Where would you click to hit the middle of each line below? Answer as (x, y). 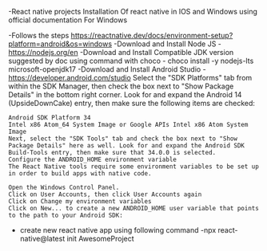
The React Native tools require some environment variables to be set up (134, 167)
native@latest (42, 239)
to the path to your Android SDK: (66, 215)
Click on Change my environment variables (80, 202)
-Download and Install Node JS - (167, 44)
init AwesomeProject (100, 239)
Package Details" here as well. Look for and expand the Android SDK (127, 146)
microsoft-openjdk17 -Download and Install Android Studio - (107, 69)
